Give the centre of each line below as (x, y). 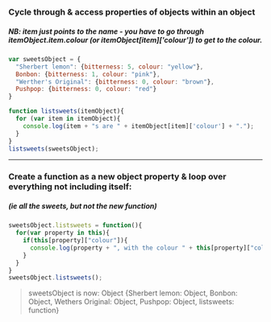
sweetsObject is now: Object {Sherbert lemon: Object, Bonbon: (133, 293)
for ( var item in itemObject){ (68, 119)
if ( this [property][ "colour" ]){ (75, 241)
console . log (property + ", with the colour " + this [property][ (140, 248)
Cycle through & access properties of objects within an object (132, 12)
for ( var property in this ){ (63, 233)
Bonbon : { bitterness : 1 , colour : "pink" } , (88, 74)
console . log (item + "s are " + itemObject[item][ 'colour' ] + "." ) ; (138, 126)
